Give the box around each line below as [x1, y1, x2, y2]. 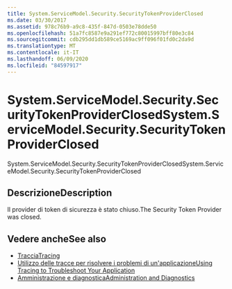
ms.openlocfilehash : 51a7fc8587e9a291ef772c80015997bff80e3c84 [7, 29, 194, 37]
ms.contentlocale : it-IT [7, 49, 79, 56]
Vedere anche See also [7, 233, 106, 244]
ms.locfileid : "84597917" [7, 62, 82, 69]
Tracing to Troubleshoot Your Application [17, 266, 135, 275]
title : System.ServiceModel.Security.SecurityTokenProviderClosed [7, 10, 204, 17]
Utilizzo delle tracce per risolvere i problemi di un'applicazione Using [17, 259, 213, 267]
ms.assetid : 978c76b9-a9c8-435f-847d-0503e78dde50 [7, 23, 157, 30]
